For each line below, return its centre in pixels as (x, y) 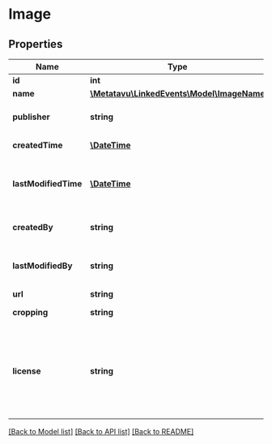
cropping (30, 312)
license (27, 371)
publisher (31, 117)
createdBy (33, 227)
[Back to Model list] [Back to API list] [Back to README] (101, 431)
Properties (36, 44)
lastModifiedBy (42, 266)
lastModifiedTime (47, 184)
